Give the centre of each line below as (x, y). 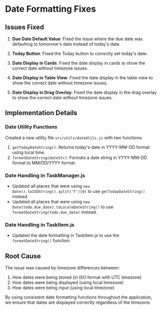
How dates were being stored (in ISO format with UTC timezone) (77, 277)
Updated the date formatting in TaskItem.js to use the (66, 236)
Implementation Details (41, 113)
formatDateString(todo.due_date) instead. (55, 212)
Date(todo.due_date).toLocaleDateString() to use (63, 207)
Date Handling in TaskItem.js (40, 225)
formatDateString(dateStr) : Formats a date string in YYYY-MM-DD (80, 157)
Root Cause (23, 256)
